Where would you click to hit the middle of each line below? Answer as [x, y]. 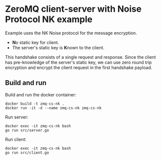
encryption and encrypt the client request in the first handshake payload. [79, 68]
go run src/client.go [27, 153]
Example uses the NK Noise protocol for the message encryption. [71, 33]
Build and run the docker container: [41, 94]
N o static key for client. [35, 42]
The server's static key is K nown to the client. [58, 47]
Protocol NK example [49, 19]
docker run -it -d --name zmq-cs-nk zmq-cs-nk [53, 108]
